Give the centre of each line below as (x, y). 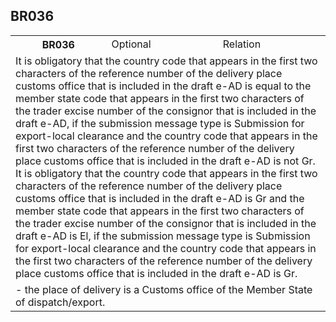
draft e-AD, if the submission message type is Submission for (160, 123)
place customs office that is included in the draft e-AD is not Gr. (165, 161)
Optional (131, 44)
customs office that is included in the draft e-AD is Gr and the (160, 198)
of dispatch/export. (60, 302)
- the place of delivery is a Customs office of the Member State (164, 289)
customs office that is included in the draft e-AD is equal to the (163, 86)
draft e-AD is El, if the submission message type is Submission (163, 236)
